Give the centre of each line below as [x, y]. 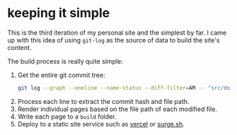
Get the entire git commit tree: [61, 75]
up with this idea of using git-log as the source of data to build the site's [114, 40]
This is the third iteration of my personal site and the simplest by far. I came [117, 33]
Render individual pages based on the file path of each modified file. [117, 109]
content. [19, 47]
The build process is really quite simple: [65, 61]
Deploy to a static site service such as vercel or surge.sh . [101, 124]
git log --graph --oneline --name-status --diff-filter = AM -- [111, 88]
